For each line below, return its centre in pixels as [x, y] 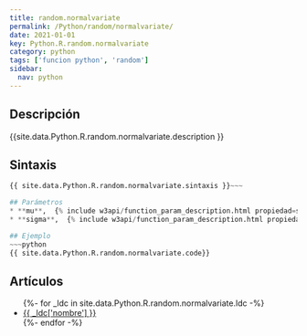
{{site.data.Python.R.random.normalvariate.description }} [117, 136]
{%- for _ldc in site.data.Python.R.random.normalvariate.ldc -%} [143, 303]
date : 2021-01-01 [42, 35]
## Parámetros [37, 203]
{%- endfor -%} [53, 323]
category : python [42, 52]
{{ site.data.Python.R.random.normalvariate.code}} [110, 253]
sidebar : [26, 69]
